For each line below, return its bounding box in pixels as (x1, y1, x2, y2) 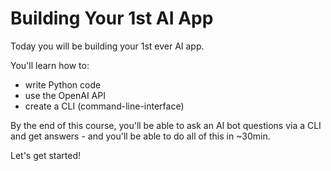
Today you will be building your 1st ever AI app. (10, 40, 205, 52)
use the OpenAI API (24, 89, 106, 101)
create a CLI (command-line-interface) (24, 100, 185, 112)
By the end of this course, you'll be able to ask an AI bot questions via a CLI (10, 119, 322, 131)
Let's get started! (10, 149, 82, 161)
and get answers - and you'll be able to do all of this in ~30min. (10, 130, 271, 142)
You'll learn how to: (10, 59, 90, 71)
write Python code (24, 78, 102, 91)
